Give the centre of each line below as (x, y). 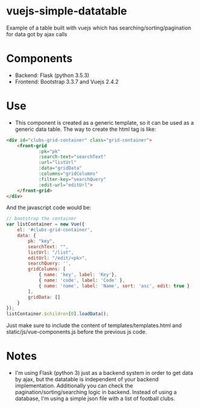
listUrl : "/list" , (51, 252)
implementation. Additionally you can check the (74, 386)
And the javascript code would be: (49, 208)
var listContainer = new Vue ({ (45, 224)
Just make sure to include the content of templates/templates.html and (94, 325)
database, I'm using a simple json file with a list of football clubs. (95, 398)
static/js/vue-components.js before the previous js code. (77, 332)
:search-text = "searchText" (72, 157)
